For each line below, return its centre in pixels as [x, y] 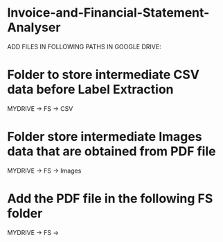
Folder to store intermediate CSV [103, 75]
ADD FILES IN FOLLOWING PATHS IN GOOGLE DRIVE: [84, 46]
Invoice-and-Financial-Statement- [108, 13]
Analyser [34, 27]
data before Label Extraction [90, 90]
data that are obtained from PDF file [111, 152]
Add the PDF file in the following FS [110, 198]
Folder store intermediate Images [105, 137]
